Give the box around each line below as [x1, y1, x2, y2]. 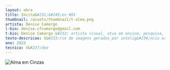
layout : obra [5, 7, 33, 13]
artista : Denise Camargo [5, 21, 58, 27]
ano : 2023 [5, 41, 26, 46]
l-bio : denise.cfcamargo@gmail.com [5, 26, 80, 31]
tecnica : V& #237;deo [5, 45, 49, 50]
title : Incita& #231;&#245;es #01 [5, 12, 76, 17]
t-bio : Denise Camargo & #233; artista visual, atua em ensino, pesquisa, [5, 31, 164, 36]
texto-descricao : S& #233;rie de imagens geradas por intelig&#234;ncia [5, 36, 159, 41]
